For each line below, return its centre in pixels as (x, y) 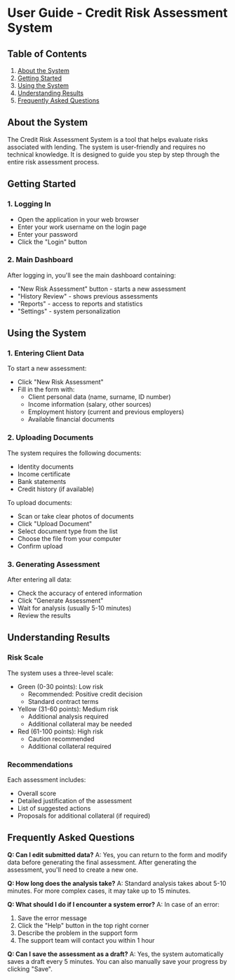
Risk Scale (25, 658)
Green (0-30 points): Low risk (60, 686)
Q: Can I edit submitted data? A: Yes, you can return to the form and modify (117, 854)
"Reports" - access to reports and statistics (80, 303)
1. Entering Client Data (46, 353)
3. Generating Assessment (54, 564)
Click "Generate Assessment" (60, 601)
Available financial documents (71, 419)
